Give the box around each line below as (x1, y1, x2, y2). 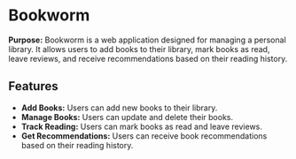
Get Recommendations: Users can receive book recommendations (20, 130, 268, 141)
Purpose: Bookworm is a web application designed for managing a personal (8, 34, 287, 45)
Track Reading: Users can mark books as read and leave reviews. (20, 121, 263, 132)
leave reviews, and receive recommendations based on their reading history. (8, 53, 288, 64)
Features (8, 79, 58, 94)
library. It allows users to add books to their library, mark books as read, (8, 43, 270, 54)
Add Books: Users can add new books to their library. (20, 102, 218, 113)
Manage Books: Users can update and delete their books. (20, 111, 234, 122)
